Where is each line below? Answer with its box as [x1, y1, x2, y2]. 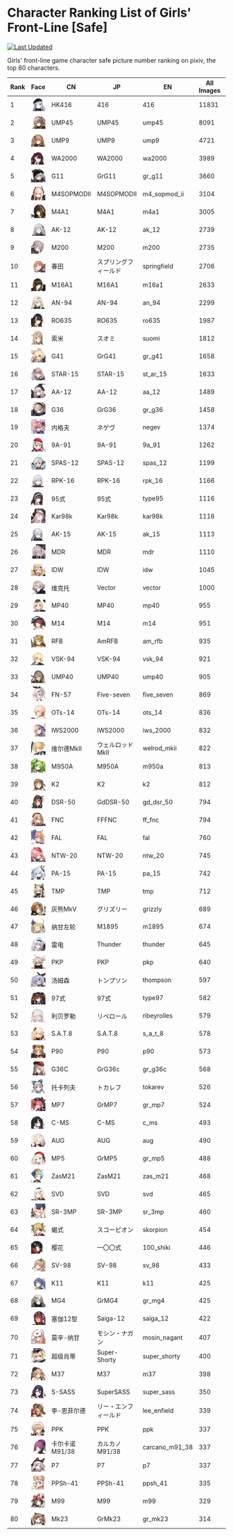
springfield [142, 262, 173, 270]
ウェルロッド [96, 741, 134, 749]
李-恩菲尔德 [51, 1407, 86, 1415]
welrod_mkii [142, 744, 177, 752]
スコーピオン [96, 1226, 134, 1234]
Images [198, 86, 221, 95]
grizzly [142, 905, 162, 913]
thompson [142, 976, 172, 984]
